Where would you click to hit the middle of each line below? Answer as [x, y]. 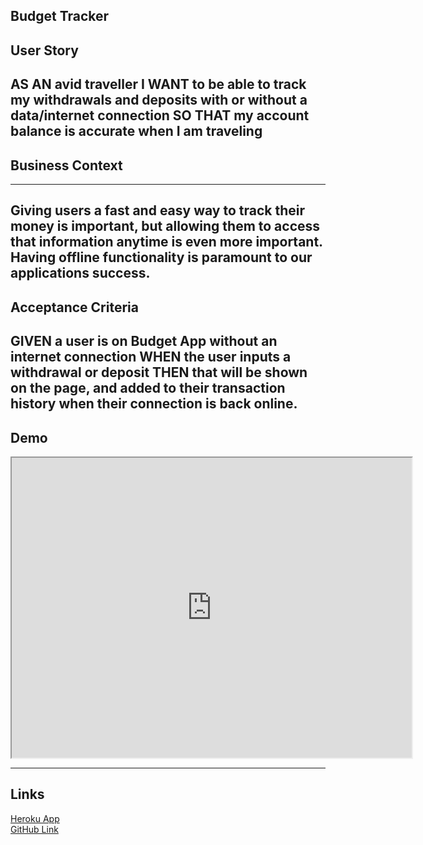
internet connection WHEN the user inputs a [151, 357]
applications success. [80, 273]
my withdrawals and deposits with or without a [159, 100]
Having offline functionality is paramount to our [161, 257]
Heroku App [35, 818]
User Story [44, 50]
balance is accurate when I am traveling [136, 131]
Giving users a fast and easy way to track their [157, 210]
